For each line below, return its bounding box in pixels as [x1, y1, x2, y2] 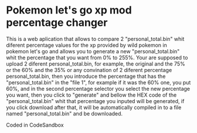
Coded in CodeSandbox [6, 121, 64, 128]
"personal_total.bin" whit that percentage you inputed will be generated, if [6, 97, 185, 104]
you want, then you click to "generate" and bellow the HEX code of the [6, 91, 177, 98]
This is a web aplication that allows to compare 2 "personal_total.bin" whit [6, 35, 185, 42]
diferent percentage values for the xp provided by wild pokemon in [6, 42, 167, 49]
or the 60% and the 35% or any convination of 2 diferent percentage [6, 66, 172, 73]
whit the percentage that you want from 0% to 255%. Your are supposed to [6, 54, 188, 61]
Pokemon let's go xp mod [6, 4, 132, 17]
